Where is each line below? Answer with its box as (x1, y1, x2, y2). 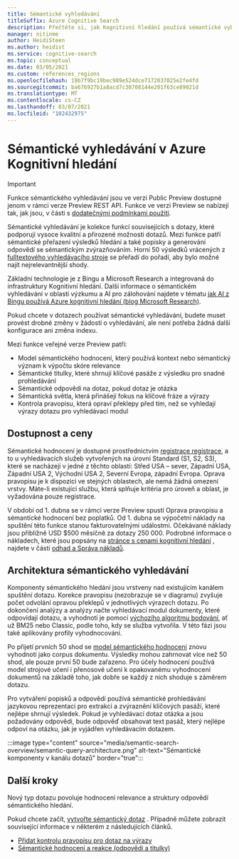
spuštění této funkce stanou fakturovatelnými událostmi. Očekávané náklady (7, 521, 231, 529)
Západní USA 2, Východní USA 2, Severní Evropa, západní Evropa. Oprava (7, 469, 225, 478)
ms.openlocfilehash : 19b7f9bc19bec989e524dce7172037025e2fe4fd (7, 76, 199, 84)
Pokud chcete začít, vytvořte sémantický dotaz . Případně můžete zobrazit (7, 815, 226, 823)
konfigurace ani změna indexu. (7, 326, 98, 334)
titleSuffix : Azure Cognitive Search (7, 17, 119, 24)
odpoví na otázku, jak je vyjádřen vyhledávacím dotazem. (7, 725, 176, 733)
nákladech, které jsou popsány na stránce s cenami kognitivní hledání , (7, 536, 215, 545)
